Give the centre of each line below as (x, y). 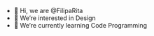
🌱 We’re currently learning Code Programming (80, 25)
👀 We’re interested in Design (55, 18)
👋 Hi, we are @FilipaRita (48, 11)
